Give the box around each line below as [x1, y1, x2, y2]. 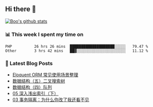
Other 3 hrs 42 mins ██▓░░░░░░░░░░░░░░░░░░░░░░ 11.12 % [5, 48, 149, 54]
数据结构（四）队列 [12, 84, 52, 90]
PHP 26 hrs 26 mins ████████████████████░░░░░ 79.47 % [5, 44, 149, 49]
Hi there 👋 [5, 5, 36, 13]
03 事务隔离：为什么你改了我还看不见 [12, 97, 90, 103]
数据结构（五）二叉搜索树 [12, 78, 65, 84]
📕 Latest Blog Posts [5, 60, 53, 67]
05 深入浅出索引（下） [12, 91, 59, 97]
